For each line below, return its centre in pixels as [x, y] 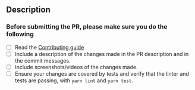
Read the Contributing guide [49, 47]
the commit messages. [43, 60]
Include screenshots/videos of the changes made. [76, 67]
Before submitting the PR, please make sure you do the [87, 27]
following [20, 34]
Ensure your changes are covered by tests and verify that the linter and [102, 73]
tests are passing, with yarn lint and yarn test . [74, 80]
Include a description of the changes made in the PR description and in [102, 54]
